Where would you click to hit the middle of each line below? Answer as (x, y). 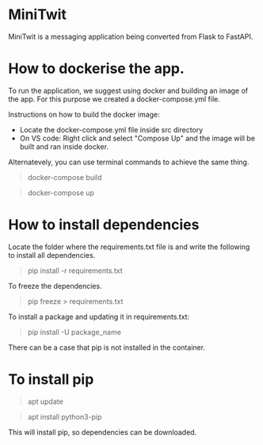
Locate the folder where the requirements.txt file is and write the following (129, 247)
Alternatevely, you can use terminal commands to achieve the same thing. (129, 162)
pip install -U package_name (74, 332)
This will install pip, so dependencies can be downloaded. (103, 432)
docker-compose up (61, 193)
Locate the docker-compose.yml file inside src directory (111, 129)
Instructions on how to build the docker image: (84, 114)
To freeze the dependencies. (55, 286)
